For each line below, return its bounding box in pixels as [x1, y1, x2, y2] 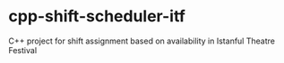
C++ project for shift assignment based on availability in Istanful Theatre [8, 35, 275, 46]
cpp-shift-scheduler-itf [8, 6, 185, 27]
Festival [8, 44, 38, 55]
